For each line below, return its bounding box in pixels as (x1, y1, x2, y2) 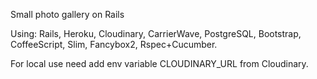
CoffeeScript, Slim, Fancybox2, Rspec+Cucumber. (10, 39, 218, 50)
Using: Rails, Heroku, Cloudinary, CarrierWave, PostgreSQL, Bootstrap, (10, 28, 302, 39)
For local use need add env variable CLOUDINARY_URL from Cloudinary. (10, 58, 309, 69)
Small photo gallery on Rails (10, 9, 125, 20)
